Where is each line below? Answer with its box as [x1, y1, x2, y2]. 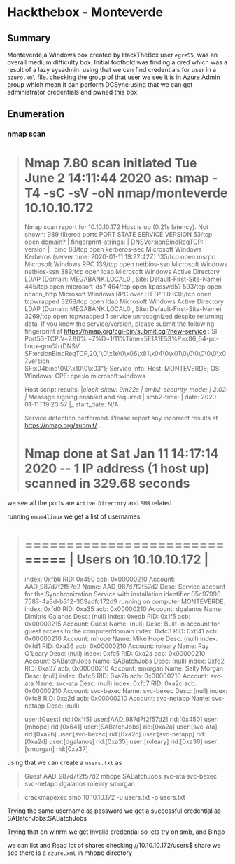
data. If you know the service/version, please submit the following [24, 320, 215, 328]
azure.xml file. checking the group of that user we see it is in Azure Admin [7, 73, 220, 81]
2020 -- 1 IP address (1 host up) [24, 460, 210, 476]
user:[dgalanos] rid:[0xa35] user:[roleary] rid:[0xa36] [48, 737, 203, 746]
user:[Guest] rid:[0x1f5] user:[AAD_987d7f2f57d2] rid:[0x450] [24, 715, 203, 724]
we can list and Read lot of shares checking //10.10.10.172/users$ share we [7, 842, 222, 850]
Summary [7, 32, 51, 44]
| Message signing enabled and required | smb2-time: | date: [24, 393, 199, 402]
